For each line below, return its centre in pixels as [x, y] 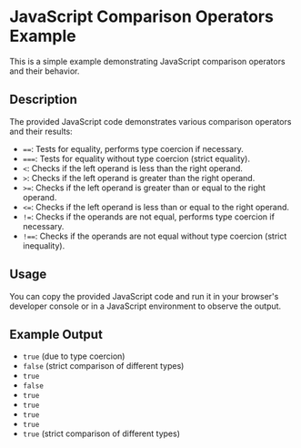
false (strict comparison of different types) [103, 366]
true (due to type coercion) [74, 356]
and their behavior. [45, 71]
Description [43, 100]
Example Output [56, 334]
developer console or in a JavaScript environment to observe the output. [145, 306]
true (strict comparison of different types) [101, 433]
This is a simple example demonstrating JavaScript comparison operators [147, 61]
